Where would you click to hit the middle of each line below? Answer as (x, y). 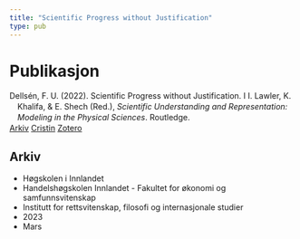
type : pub (28, 26)
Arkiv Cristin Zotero (46, 129)
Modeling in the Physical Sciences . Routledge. (104, 118)
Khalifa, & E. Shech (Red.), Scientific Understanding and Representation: (153, 107)
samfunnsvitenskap (59, 197)
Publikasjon (54, 71)
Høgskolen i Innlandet (63, 178)
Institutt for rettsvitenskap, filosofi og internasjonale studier (133, 207)
